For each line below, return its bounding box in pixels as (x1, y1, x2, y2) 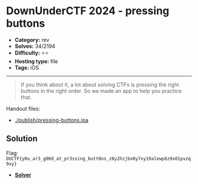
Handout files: (6, 105, 40, 112)
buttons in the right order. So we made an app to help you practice (20, 87, 182, 94)
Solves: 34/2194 (14, 43, 56, 50)
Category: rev (14, 36, 49, 43)
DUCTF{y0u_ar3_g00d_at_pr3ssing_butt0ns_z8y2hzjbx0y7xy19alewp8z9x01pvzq (6, 156, 192, 162)
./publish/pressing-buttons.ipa (14, 117, 88, 124)
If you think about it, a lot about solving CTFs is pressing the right (20, 81, 180, 88)
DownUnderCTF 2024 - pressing (6, 4, 170, 18)
